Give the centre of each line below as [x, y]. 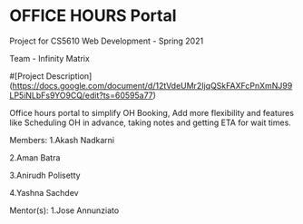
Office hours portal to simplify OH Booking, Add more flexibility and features [152, 112]
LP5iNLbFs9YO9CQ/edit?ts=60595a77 [82, 95]
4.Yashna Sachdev [44, 192]
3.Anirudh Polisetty [45, 175]
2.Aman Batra [35, 157]
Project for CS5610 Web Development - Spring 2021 [107, 41]
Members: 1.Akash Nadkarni [62, 140]
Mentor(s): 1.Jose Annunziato [64, 210]
